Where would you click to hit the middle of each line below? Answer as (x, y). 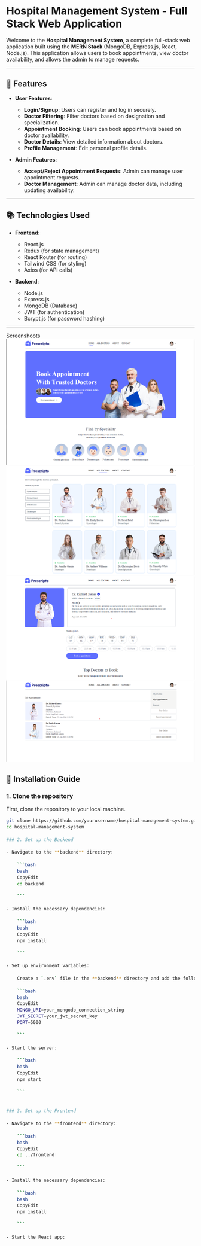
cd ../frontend (36, 1155)
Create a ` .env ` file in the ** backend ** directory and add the (99, 978)
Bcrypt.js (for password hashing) (64, 318)
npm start (29, 1079)
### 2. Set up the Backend (40, 840)
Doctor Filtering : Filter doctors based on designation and (94, 116)
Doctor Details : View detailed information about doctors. (94, 141)
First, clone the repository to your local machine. (66, 809)
